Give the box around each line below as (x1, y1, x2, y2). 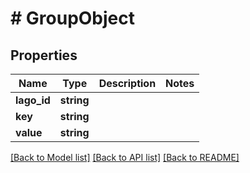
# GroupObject (10, 7, 136, 30)
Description (98, 77, 157, 90)
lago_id (15, 93, 51, 107)
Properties (10, 47, 78, 64)
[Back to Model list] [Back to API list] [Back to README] (10, 152, 240, 163)
